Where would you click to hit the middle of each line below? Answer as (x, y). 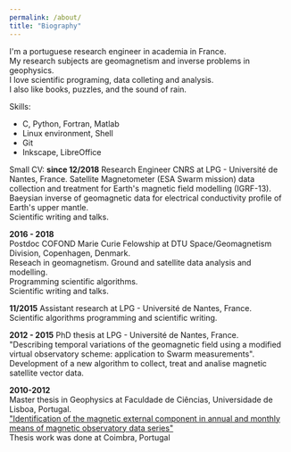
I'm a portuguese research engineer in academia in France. (118, 51)
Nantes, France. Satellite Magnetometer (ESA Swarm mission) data (132, 178)
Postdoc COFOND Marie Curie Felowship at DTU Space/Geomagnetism (141, 243)
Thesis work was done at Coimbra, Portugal (90, 437)
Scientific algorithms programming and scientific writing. (113, 317)
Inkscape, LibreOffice (62, 152)
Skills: (20, 106)
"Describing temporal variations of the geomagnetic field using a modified (145, 344)
